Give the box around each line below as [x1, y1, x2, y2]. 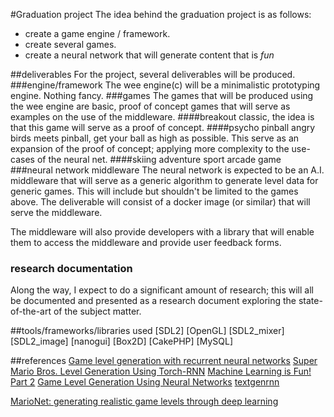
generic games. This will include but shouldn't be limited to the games [10, 185, 299, 197]
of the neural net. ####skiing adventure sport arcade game [36, 154, 282, 165]
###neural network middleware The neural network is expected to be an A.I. [10, 164, 325, 176]
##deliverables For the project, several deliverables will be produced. [10, 69, 296, 80]
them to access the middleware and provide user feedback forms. [10, 237, 282, 248]
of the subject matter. [53, 305, 142, 318]
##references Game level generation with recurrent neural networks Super [10, 355, 318, 367]
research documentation [10, 261, 133, 275]
